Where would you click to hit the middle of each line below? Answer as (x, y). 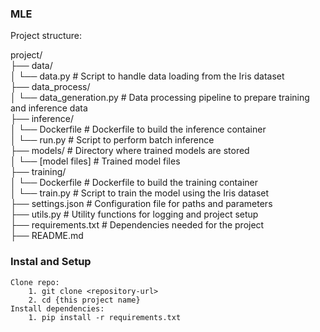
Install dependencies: (57, 308)
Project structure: (46, 36)
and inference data (49, 108)
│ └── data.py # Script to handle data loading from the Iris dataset (147, 76)
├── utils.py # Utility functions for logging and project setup (134, 214)
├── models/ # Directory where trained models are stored (130, 151)
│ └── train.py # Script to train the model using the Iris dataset (140, 193)
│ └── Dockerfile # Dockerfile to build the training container (134, 183)
